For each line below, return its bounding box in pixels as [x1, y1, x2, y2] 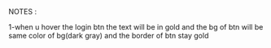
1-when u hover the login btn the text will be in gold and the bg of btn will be [8, 22, 264, 31]
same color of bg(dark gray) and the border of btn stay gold [8, 31, 209, 40]
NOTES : [8, 7, 37, 16]
